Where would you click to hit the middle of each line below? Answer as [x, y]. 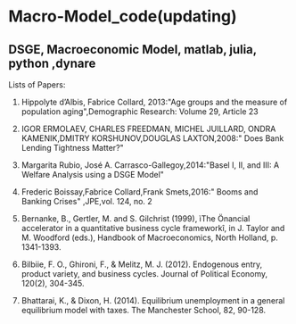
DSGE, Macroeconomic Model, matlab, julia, [133, 50]
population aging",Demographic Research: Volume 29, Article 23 [140, 112]
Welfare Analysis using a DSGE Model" [92, 174]
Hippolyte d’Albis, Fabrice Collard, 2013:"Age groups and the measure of [154, 102]
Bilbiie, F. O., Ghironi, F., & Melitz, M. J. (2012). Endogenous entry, [142, 264]
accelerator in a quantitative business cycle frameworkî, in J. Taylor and [153, 228]
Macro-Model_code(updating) [123, 17]
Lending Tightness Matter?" [72, 148]
